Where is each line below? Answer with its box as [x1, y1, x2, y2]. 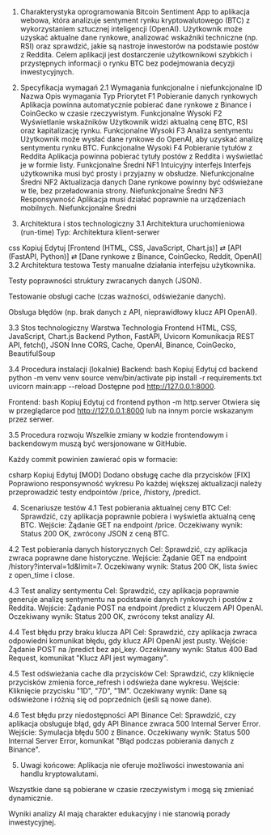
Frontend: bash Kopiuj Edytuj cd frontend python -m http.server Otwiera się [8, 397, 260, 407]
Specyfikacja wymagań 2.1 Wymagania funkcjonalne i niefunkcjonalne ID [19, 83, 263, 92]
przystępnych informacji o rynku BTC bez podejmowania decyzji [19, 58, 235, 68]
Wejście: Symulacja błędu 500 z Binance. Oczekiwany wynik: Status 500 [8, 727, 251, 737]
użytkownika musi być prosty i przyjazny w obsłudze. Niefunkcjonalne [19, 169, 255, 178]
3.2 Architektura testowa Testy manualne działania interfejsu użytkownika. [8, 261, 256, 269]
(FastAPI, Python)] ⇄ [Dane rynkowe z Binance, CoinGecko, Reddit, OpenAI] [8, 252, 263, 261]
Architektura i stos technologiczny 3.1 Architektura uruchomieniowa [19, 218, 245, 228]
